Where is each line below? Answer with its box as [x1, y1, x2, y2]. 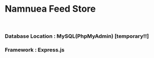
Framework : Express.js [5, 46, 65, 53]
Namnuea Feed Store [5, 3, 96, 15]
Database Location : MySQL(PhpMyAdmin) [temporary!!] [5, 33, 149, 40]
